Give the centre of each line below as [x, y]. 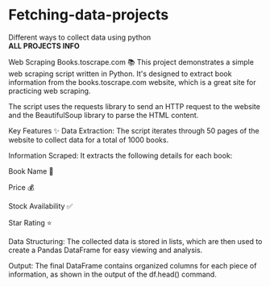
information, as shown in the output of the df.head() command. [113, 274]
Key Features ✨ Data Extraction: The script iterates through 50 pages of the [134, 130]
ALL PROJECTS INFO [44, 45]
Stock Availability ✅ [41, 206]
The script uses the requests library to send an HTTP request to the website [134, 106]
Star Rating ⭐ [30, 222]
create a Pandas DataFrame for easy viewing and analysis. [106, 250]
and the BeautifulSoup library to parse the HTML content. [104, 115]
